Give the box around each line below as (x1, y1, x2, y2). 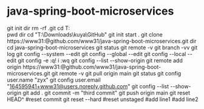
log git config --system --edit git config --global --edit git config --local (7, 50, 186, 57)
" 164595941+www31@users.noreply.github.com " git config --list (7, 82, 169, 90)
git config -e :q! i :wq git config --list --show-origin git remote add (18, 57, 183, 64)
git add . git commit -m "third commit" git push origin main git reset (22, 89, 191, 96)
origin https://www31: (7, 63, 61, 71)
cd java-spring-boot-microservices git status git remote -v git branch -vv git (7, 44, 198, 51)
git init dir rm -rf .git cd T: (7, 24, 70, 32)
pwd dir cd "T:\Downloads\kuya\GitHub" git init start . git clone (7, 30, 163, 38)
